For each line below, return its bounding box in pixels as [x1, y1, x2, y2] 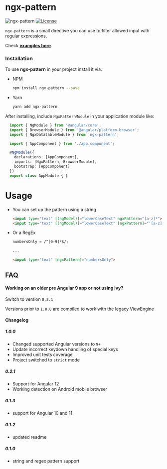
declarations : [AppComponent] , [14, 155, 79, 160]
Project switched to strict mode [12, 357, 80, 363]
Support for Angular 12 [12, 381, 59, 387]
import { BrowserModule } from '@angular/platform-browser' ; [9, 127, 140, 132]
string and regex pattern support [12, 458, 80, 464]
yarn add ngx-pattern [12, 104, 57, 110]
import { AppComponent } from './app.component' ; [9, 141, 115, 146]
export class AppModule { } [9, 173, 68, 178]
